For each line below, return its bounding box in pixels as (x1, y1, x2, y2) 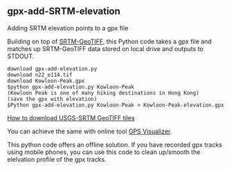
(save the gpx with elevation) (7, 95, 98, 102)
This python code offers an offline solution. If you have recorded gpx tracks (7, 140, 223, 149)
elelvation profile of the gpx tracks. (7, 155, 107, 163)
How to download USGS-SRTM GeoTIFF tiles (7, 113, 135, 122)
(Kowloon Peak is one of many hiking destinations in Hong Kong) (7, 89, 199, 96)
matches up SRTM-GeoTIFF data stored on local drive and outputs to (7, 44, 204, 53)
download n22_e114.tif (7, 71, 73, 78)
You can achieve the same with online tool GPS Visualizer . (7, 127, 172, 135)
